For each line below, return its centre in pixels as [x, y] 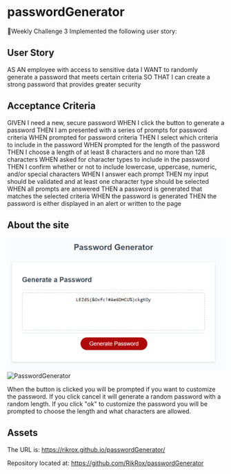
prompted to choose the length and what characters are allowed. [99, 411]
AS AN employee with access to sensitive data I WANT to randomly [103, 69]
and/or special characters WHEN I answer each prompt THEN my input [108, 174]
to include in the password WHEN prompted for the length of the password [113, 144]
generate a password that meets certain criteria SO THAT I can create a [109, 77]
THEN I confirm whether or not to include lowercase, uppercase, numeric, [112, 167]
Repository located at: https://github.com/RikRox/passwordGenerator [106, 463]
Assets [22, 433]
